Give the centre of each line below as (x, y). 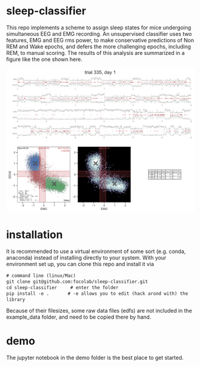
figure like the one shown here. (44, 59)
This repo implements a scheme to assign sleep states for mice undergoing (99, 27)
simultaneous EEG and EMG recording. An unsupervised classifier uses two (99, 33)
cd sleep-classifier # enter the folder (62, 288)
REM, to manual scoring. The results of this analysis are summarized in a (96, 53)
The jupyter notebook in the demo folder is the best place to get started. (95, 358)
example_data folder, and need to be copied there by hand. (79, 317)
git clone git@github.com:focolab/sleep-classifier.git (77, 282)
